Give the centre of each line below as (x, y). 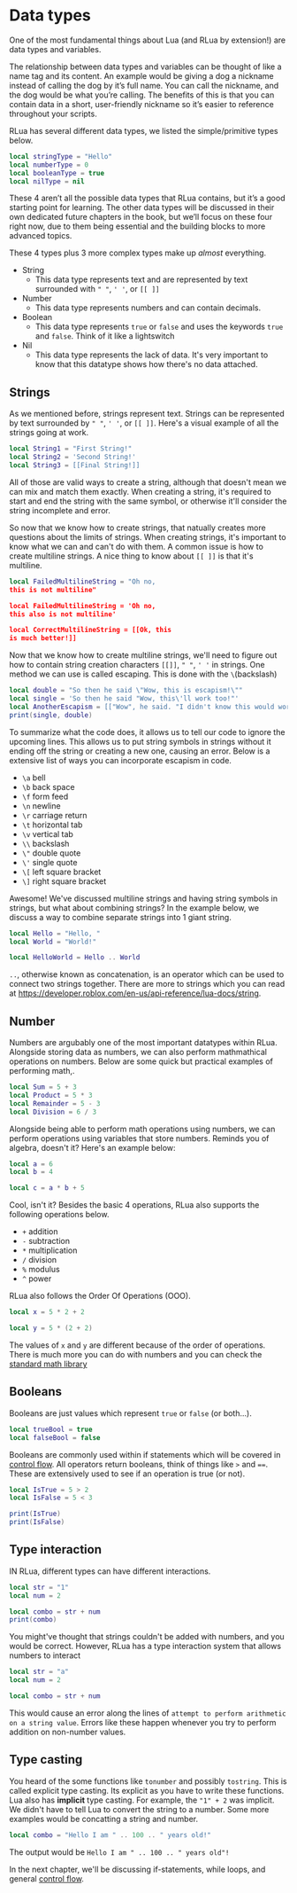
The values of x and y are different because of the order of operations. (137, 1345)
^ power (37, 1279)
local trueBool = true (51, 1429)
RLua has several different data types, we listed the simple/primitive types (144, 130)
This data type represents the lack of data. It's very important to (152, 355)
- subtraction (46, 1241)
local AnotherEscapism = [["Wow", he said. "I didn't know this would (142, 707)
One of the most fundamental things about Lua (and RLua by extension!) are (147, 40)
